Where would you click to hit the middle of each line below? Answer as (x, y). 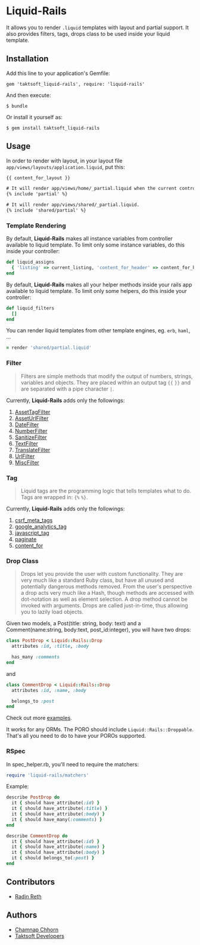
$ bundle (17, 106)
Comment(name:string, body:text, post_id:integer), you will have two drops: (99, 630)
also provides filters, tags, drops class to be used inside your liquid (88, 33)
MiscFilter (27, 462)
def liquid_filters (30, 308)
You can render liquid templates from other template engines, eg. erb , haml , (98, 330)
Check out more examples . (39, 718)
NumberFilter (31, 431)
